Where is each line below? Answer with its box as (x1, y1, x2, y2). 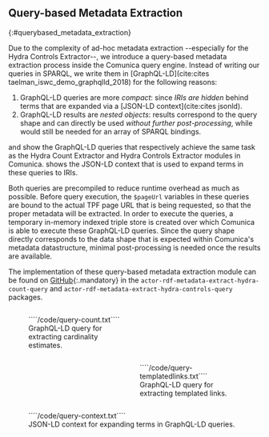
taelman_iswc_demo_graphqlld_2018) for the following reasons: (8, 77, 218, 86)
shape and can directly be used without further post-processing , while (19, 118, 253, 127)
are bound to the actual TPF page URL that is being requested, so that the (8, 200, 251, 210)
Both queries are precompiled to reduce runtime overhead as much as (8, 183, 240, 193)
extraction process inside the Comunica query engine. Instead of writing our (8, 60, 260, 70)
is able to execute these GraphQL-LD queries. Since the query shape (8, 226, 235, 235)
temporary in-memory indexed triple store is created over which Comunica (8, 217, 255, 227)
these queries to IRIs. (8, 167, 78, 177)
